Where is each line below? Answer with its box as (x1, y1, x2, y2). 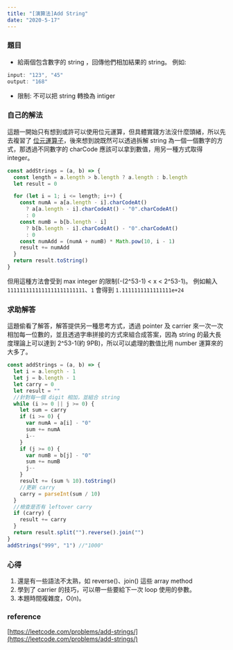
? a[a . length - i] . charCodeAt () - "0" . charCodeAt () (25, 206, 178, 213)
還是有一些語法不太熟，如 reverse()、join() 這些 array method (17, 577, 193, 585)
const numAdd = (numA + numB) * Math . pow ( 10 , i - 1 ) (19, 238, 175, 245)
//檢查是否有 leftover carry (13, 503, 92, 510)
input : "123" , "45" (7, 71, 64, 78)
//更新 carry (19, 484, 55, 491)
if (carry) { (13, 510, 51, 517)
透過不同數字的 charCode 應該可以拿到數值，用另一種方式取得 (25, 145, 203, 153)
